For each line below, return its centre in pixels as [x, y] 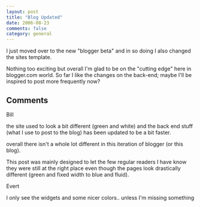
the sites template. [29, 57]
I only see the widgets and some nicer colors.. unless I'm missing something [100, 197]
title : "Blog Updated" [34, 17]
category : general [29, 34]
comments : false [26, 28]
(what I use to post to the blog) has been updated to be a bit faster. [89, 132]
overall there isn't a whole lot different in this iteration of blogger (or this [95, 144]
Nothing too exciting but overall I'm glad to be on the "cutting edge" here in [99, 69]
